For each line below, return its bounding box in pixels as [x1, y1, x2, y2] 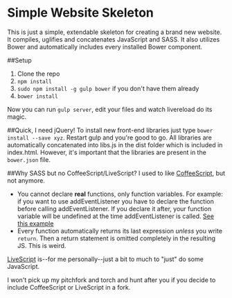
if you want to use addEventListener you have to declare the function [17, 197, 215, 206]
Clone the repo [17, 69, 60, 78]
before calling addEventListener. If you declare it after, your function [17, 204, 212, 213]
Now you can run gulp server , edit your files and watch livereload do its [7, 105, 213, 113]
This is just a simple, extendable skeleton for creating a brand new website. [7, 28, 222, 36]
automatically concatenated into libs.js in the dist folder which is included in [7, 140, 223, 149]
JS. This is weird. [17, 241, 66, 249]
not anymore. [7, 176, 45, 185]
